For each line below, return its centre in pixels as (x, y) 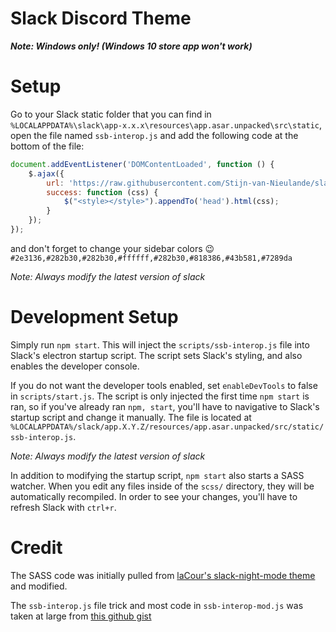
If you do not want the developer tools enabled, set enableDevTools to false (164, 385)
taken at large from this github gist (81, 616)
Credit (36, 548)
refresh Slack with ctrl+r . (63, 507)
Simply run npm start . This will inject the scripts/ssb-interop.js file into (160, 344)
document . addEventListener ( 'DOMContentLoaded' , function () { (142, 164)
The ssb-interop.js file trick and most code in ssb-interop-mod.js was (157, 605)
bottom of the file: (47, 146)
